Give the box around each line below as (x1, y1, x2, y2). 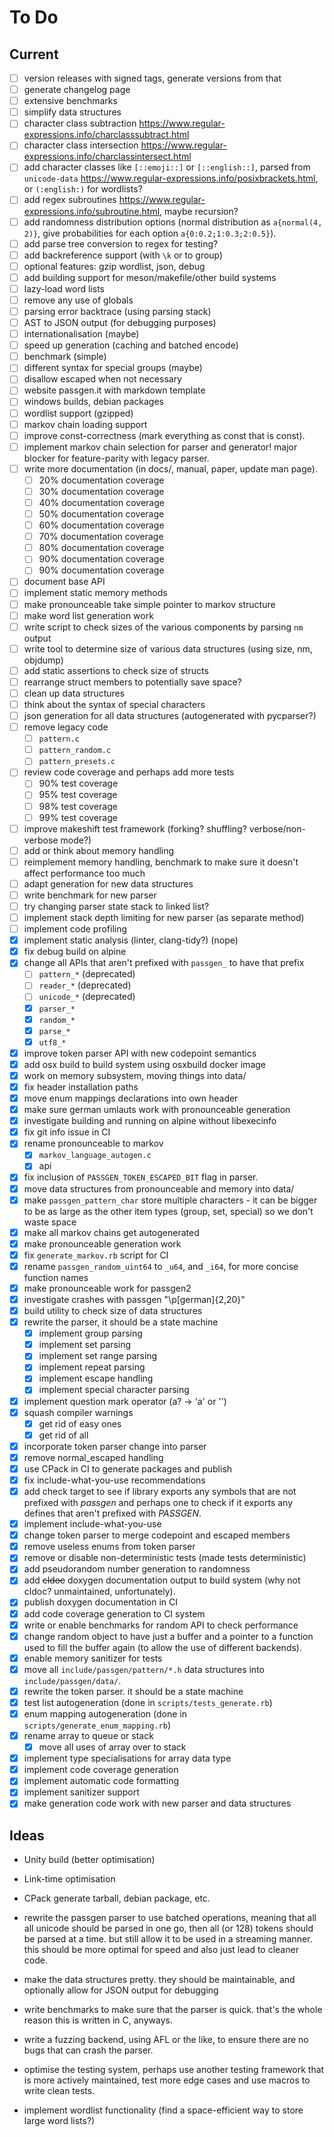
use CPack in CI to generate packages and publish (23, 1462, 233, 1475)
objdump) (23, 654, 64, 666)
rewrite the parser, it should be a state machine (23, 1316, 219, 1328)
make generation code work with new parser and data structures (23, 1797, 292, 1810)
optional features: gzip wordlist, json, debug (23, 260, 206, 272)
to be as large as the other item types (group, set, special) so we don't (23, 1205, 314, 1217)
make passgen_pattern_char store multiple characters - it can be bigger (23, 1194, 318, 1206)
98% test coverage (38, 800, 118, 812)
